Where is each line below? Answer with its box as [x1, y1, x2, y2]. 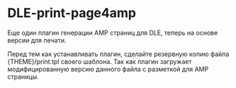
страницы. [7, 72, 39, 81]
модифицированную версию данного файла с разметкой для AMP [7, 65, 209, 73]
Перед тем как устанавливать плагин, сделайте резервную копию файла [7, 50, 230, 58]
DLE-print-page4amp [7, 5, 137, 21]
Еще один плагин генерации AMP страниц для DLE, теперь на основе [7, 28, 218, 37]
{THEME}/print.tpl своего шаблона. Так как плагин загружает [7, 57, 192, 65]
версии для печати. [7, 35, 67, 44]
